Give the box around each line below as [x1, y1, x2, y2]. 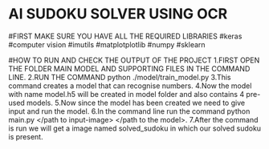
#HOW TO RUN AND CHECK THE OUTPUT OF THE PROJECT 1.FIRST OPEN [8, 55, 260, 65]
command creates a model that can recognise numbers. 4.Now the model [8, 81, 252, 91]
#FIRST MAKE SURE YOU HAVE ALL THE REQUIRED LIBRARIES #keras [8, 31, 243, 41]
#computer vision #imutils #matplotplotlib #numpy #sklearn [8, 39, 206, 49]
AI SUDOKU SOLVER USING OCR [8, 5, 228, 23]
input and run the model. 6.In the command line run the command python [8, 106, 251, 116]
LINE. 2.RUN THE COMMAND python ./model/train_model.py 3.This [8, 72, 231, 82]
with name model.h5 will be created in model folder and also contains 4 [8, 89, 245, 99]
